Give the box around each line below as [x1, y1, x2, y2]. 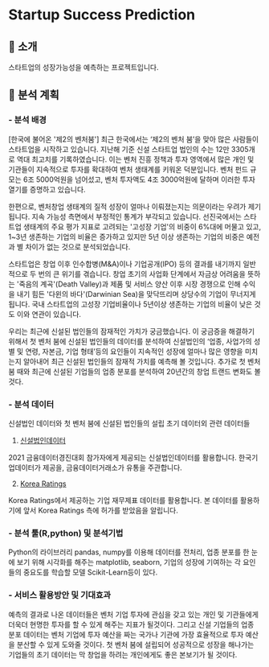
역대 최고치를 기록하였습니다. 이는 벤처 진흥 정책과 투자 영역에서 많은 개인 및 [16, 154, 255, 164]
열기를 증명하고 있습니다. [8, 184, 86, 194]
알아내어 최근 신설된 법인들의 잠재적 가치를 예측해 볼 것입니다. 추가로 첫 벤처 [22, 356, 261, 366]
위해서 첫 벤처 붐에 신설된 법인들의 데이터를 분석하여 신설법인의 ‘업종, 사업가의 [8, 336, 252, 346]
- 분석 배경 [8, 114, 47, 126]
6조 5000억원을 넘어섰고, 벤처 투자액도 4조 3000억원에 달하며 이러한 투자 [22, 175, 255, 184]
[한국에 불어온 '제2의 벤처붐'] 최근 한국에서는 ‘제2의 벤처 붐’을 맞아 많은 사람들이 [8, 134, 259, 144]
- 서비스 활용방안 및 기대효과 [8, 590, 111, 601]
